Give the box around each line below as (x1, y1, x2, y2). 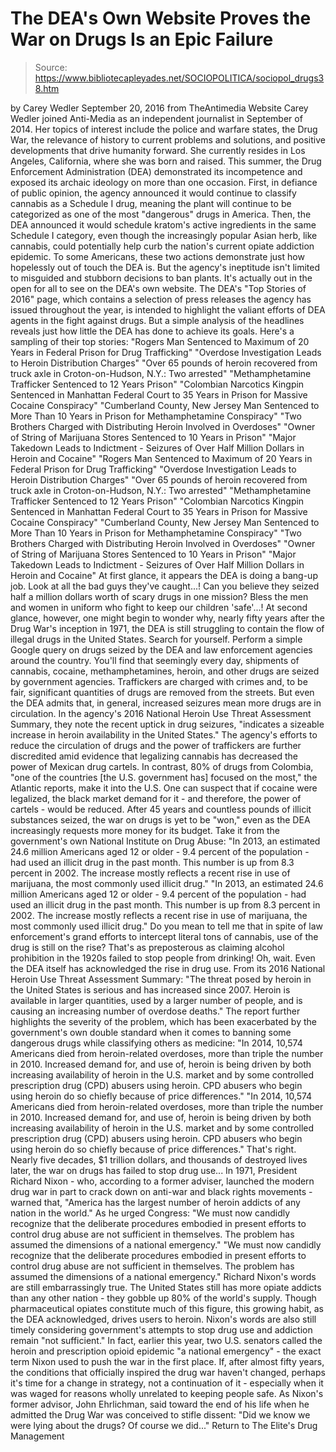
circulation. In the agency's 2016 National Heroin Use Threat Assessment (10, 707, 312, 719)
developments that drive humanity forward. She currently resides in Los (10, 144, 306, 156)
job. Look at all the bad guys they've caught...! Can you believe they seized (10, 580, 320, 592)
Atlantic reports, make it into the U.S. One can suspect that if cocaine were (10, 782, 318, 794)
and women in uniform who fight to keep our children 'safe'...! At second (10, 601, 308, 613)
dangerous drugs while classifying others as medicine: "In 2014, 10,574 (10, 1037, 303, 1049)
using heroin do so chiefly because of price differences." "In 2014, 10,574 (10, 1090, 313, 1102)
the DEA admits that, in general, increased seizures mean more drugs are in (10, 697, 322, 709)
